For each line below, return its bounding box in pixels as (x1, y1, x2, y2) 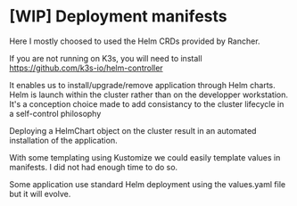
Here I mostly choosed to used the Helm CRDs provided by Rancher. (9, 36, 260, 46)
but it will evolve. (9, 188, 71, 199)
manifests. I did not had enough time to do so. (9, 161, 178, 172)
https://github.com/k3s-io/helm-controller (9, 62, 163, 73)
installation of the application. (9, 135, 118, 145)
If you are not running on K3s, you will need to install (9, 53, 202, 63)
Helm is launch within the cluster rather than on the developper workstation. (9, 89, 288, 100)
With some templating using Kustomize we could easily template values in (9, 152, 281, 162)
